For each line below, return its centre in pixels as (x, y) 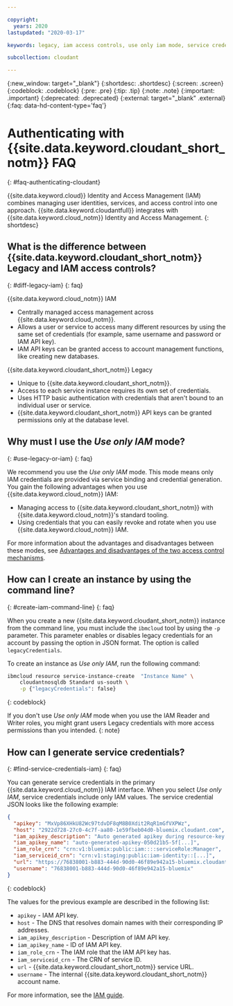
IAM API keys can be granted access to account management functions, (120, 349)
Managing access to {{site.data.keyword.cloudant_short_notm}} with (115, 508)
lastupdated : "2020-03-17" (46, 33)
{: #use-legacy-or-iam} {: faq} (50, 458)
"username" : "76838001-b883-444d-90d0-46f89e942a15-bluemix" (104, 868)
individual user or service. (54, 405)
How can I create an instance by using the (100, 580)
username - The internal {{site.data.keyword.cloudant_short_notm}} (112, 974)
